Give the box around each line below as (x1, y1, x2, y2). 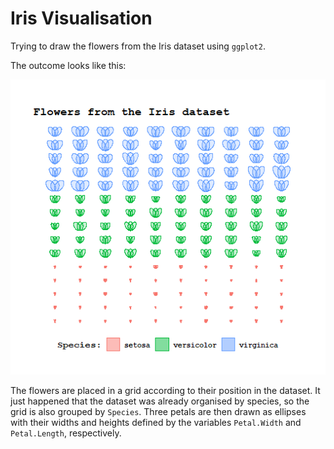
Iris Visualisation (10, 7, 153, 30)
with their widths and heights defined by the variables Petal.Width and (10, 417, 302, 429)
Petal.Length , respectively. (10, 427, 122, 439)
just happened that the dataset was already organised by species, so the (10, 395, 310, 407)
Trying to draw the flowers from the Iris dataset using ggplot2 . (10, 40, 266, 52)
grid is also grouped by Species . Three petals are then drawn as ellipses (10, 406, 307, 418)
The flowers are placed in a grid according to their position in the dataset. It (10, 385, 321, 397)
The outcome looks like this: (10, 59, 127, 71)
